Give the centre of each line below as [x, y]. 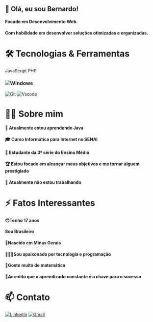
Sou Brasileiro [20, 232]
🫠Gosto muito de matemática [35, 265]
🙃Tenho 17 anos [22, 220]
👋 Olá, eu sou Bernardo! [42, 9]
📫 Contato [27, 297]
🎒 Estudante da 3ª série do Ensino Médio [47, 152]
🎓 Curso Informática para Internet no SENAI [51, 139]
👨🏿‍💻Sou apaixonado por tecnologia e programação [58, 254]
